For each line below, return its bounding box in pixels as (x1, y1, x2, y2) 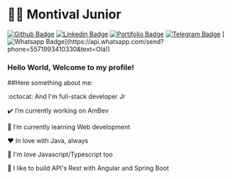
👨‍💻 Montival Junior (7, 6, 122, 23)
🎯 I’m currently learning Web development (7, 123, 131, 132)
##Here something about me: (7, 79, 94, 87)
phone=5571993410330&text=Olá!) (7, 45, 110, 53)
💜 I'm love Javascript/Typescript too (7, 150, 114, 158)
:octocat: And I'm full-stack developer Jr (7, 92, 126, 101)
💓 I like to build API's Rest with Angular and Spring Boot (7, 164, 169, 173)
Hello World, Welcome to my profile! (7, 62, 135, 72)
